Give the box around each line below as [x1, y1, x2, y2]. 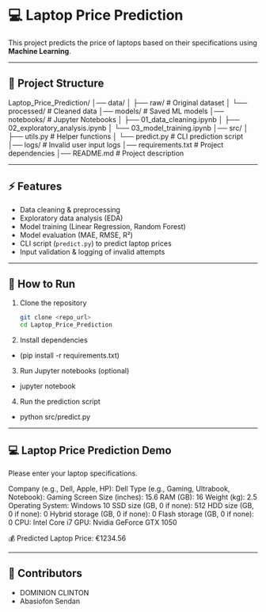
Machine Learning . [8, 46, 71, 55]
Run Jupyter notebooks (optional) [19, 366, 130, 376]
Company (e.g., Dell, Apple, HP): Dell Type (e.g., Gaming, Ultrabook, [8, 484, 230, 493]
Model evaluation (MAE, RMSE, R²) [19, 230, 133, 239]
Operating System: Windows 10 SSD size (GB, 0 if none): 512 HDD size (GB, [8, 500, 255, 510]
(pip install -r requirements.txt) [19, 350, 120, 361]
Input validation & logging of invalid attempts [19, 247, 165, 256]
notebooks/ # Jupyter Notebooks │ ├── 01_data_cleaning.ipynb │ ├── [8, 114, 240, 124]
